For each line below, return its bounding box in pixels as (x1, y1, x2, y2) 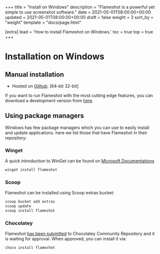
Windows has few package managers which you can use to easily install (5, 125, 149, 130)
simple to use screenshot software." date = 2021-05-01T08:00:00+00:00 (5, 9, 151, 15)
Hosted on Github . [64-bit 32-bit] (12, 83, 79, 89)
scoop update (5, 204, 32, 209)
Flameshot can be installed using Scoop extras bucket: (5, 190, 115, 196)
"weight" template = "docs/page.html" (5, 19, 81, 25)
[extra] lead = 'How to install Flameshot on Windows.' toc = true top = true (5, 29, 154, 34)
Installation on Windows (5, 51, 105, 62)
